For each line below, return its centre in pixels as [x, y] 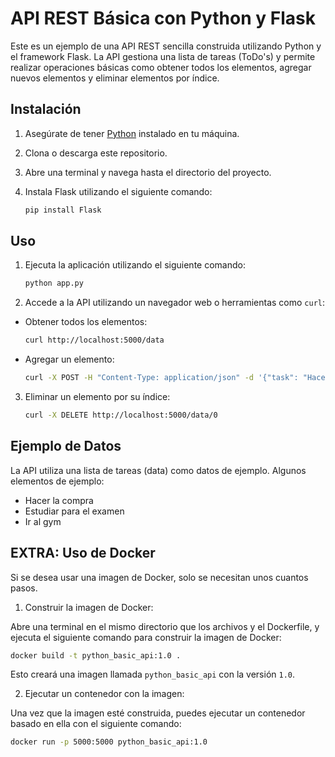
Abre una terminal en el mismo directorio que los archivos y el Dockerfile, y [165, 626]
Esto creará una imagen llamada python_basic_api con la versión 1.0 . [153, 674]
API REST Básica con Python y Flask [163, 18]
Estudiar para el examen [74, 511]
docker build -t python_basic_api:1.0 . [96, 655]
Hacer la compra [59, 500]
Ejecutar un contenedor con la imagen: [104, 694]
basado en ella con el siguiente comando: [96, 724]
